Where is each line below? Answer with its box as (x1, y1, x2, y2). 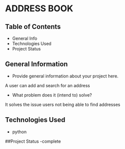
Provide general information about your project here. (12, 73, 119, 79)
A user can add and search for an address (5, 82, 90, 88)
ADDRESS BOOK (5, 3, 74, 14)
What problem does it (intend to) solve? (12, 92, 92, 98)
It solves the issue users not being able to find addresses (5, 101, 121, 107)
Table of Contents (5, 23, 61, 31)
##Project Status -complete (5, 138, 61, 144)
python (12, 128, 27, 135)
